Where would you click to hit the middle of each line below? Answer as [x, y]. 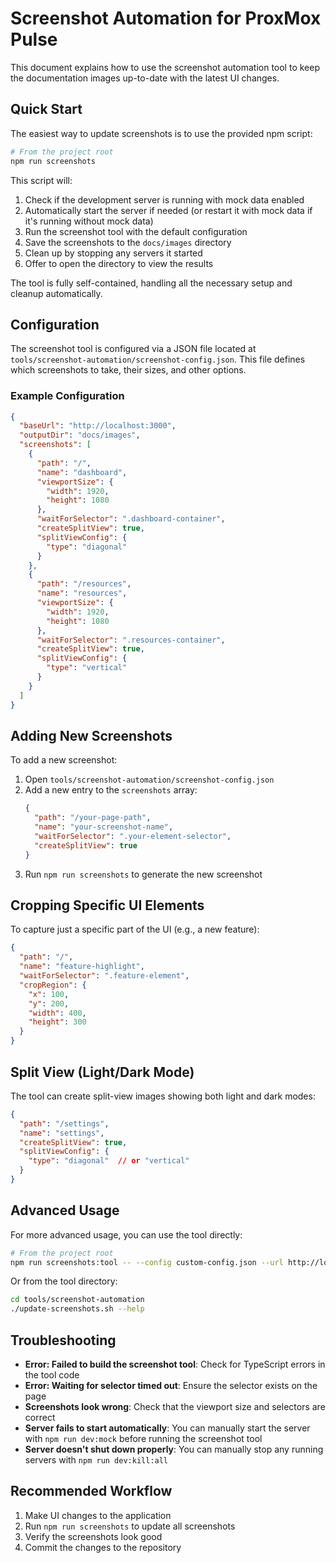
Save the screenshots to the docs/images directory [128, 242]
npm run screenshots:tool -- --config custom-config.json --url [147, 1262]
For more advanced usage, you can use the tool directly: [126, 1234]
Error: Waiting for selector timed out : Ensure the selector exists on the [171, 1386]
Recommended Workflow [91, 1491]
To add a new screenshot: [64, 760]
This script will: [41, 180]
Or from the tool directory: [64, 1281]
